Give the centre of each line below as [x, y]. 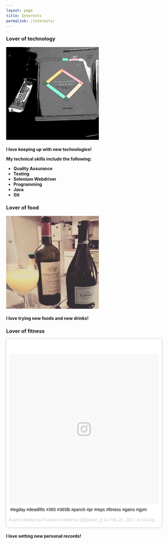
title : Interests [24, 16]
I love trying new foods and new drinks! [47, 318]
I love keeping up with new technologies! [49, 149]
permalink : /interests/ [31, 21]
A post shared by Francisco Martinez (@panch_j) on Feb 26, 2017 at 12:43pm [84, 520]
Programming [28, 184]
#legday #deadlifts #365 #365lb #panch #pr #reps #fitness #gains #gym [79, 510]
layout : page [20, 10]
